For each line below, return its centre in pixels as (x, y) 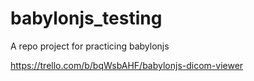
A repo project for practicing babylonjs (90, 46)
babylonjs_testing (86, 18)
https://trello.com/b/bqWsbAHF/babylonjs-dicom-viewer (127, 65)
